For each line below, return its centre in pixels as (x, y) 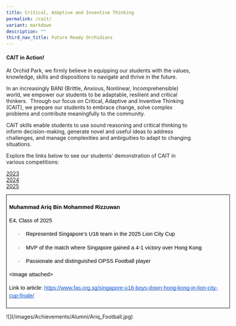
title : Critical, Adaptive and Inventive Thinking (70, 12)
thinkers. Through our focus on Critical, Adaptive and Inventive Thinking (95, 101)
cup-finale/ (21, 295)
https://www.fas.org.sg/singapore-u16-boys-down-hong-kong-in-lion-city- (131, 288)
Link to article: (26, 288)
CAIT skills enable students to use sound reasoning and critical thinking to (97, 126)
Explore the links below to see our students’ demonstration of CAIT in (91, 156)
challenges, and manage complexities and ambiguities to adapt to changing (99, 138)
